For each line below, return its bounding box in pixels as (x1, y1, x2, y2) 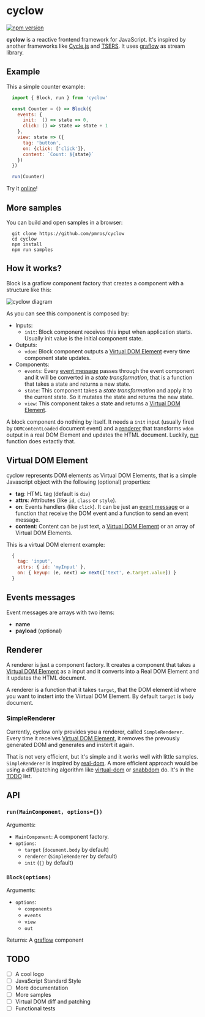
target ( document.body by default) (24, 846, 109, 853)
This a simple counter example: (6, 83, 86, 90)
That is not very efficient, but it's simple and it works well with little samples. (6, 752, 199, 760)
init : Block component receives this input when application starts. (24, 328, 193, 336)
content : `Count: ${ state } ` (22, 151, 95, 157)
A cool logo (15, 970, 45, 977)
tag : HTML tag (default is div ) (15, 490, 91, 497)
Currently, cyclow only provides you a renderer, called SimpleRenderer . (6, 728, 184, 735)
